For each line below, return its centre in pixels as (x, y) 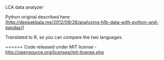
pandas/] (15, 27)
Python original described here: (38, 17)
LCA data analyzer (25, 7)
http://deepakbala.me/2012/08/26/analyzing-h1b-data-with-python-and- (83, 22)
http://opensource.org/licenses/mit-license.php (55, 52)
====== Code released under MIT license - (51, 47)
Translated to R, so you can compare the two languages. (64, 37)
